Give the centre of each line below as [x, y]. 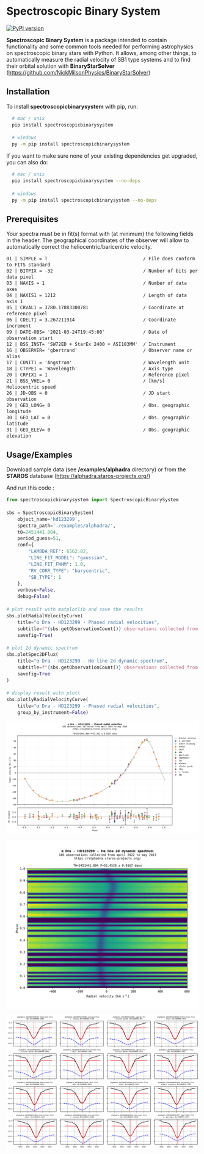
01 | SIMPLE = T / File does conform [101, 259]
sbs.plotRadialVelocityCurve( [45, 616]
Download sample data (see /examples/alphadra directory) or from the [96, 469]
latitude [17, 424]
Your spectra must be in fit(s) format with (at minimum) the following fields [100, 234]
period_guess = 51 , [39, 538]
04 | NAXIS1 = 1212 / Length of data [97, 296]
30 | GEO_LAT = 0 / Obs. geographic [98, 418]
